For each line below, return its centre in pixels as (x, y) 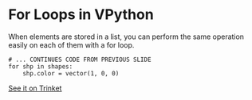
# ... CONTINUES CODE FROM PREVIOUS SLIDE (80, 60)
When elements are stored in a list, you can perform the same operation (126, 37)
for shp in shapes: (41, 66)
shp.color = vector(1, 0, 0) (71, 73)
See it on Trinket (35, 88)
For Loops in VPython (81, 15)
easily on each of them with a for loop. (71, 44)
